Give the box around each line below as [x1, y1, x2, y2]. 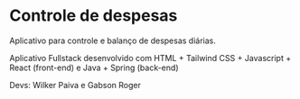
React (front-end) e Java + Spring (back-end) [9, 62, 179, 73]
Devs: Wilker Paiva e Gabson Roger [9, 79, 142, 90]
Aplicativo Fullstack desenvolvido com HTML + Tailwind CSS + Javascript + [9, 52, 292, 63]
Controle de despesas [9, 5, 178, 26]
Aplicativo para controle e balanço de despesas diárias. [9, 35, 217, 46]
